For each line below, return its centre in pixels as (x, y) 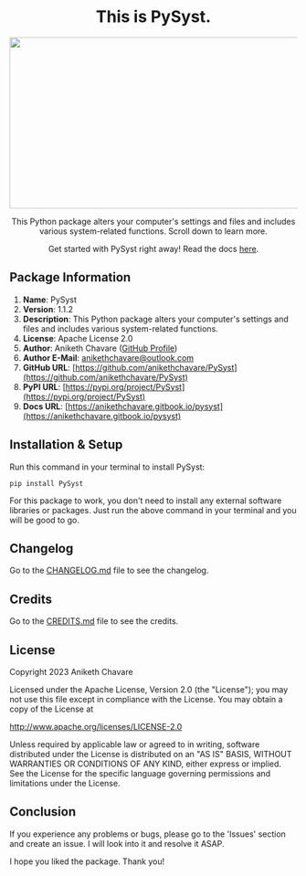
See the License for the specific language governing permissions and (140, 773)
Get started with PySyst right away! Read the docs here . (153, 248)
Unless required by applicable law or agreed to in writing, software (135, 744)
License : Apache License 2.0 (78, 338)
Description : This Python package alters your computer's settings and (156, 319)
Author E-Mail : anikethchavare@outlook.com (108, 357)
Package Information (70, 277)
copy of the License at (52, 709)
